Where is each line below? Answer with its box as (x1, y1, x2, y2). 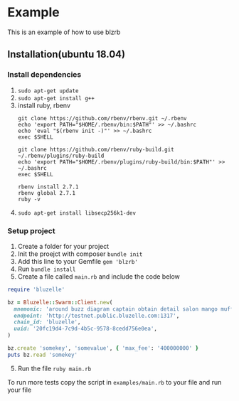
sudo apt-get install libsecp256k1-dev (17, 209, 137, 217)
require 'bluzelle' (7, 286, 65, 293)
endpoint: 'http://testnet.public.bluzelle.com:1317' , (14, 312, 180, 319)
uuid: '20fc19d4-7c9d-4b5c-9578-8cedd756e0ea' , (14, 325, 158, 333)
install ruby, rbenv (17, 101, 71, 109)
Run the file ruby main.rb (17, 364, 92, 373)
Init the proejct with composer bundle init (17, 250, 143, 258)
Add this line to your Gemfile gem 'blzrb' (17, 257, 139, 265)
